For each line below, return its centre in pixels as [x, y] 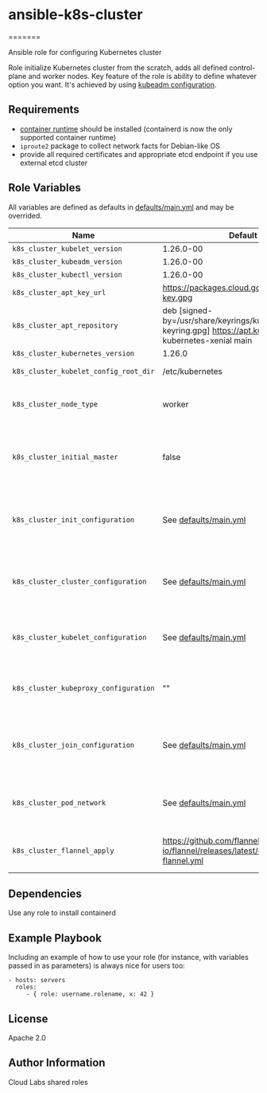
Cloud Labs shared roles [48, 1082]
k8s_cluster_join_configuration [74, 745]
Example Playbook [55, 938]
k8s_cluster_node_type [55, 404]
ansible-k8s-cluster [75, 15]
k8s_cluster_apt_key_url [59, 292]
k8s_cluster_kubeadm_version [67, 261]
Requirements [44, 110]
